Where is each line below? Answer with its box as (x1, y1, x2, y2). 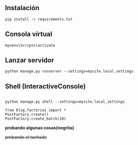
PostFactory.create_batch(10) (5, 116, 67, 121)
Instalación (5, 4, 40, 12)
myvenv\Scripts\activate (5, 43, 55, 48)
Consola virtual (5, 30, 52, 38)
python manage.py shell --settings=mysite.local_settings (5, 99, 125, 104)
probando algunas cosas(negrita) (5, 125, 74, 131)
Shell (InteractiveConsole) (5, 82, 86, 91)
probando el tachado (5, 134, 47, 140)
